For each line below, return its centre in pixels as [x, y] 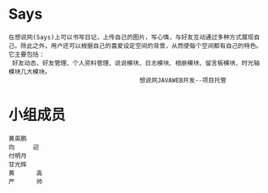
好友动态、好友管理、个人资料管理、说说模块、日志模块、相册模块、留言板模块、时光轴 [136, 63]
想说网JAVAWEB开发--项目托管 [183, 80]
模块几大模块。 [30, 71]
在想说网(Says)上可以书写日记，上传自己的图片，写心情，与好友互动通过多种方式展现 [131, 37]
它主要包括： [27, 54]
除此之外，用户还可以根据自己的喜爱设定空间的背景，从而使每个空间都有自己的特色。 [141, 45]
